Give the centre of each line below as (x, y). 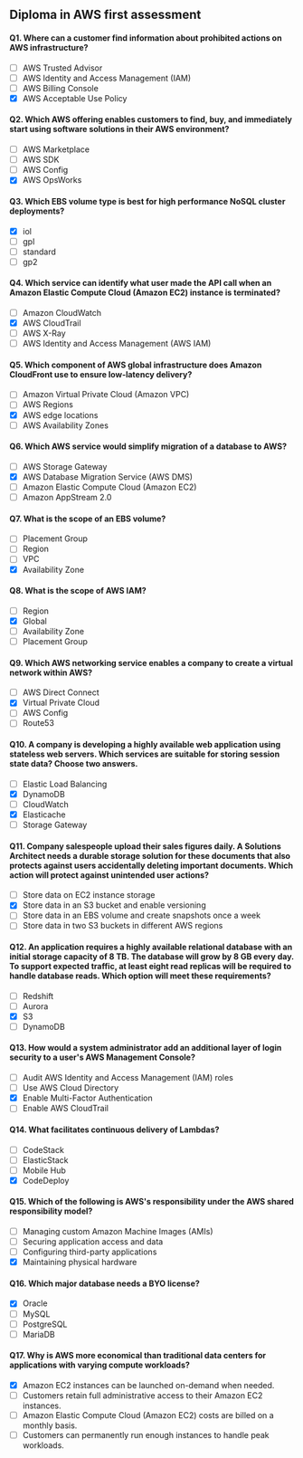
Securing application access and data (93, 1242)
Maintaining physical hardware (80, 1263)
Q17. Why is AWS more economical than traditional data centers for (138, 1356)
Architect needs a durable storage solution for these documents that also (150, 855)
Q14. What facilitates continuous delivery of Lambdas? (114, 1129)
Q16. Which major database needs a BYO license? (105, 1283)
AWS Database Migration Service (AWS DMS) (107, 476)
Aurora (35, 1006)
